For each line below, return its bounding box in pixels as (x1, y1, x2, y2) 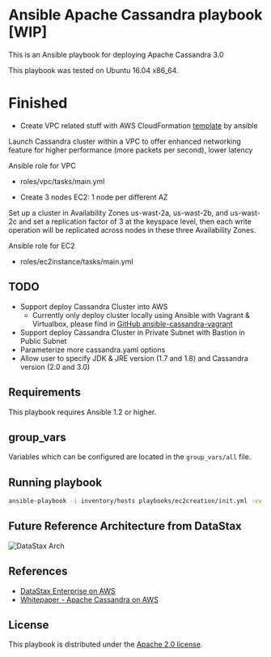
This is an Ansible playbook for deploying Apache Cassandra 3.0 (8, 49, 224, 59)
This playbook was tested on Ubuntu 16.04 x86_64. (8, 65, 180, 75)
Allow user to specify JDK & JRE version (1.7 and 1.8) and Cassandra (19, 353, 248, 363)
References (8, 565, 68, 578)
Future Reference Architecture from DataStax (8, 519, 243, 533)
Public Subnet (19, 336, 67, 346)
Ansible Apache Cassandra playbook (8, 6, 263, 24)
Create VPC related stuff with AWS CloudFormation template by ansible (19, 120, 258, 131)
